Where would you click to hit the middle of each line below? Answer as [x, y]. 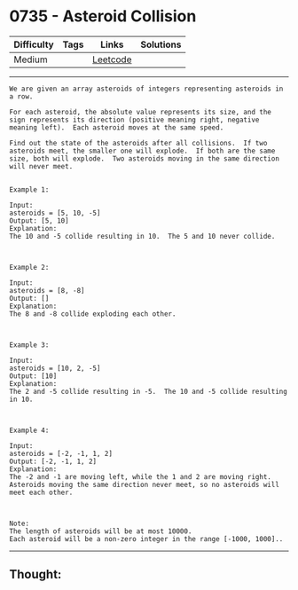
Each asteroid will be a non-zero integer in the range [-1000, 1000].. [146, 539]
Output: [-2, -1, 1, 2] [53, 461]
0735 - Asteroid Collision [103, 16]
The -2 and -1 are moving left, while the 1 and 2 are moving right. [141, 476]
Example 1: [29, 189]
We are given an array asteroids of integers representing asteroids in [146, 89]
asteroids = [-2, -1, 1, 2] [61, 453]
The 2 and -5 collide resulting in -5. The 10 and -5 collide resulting [149, 391]
